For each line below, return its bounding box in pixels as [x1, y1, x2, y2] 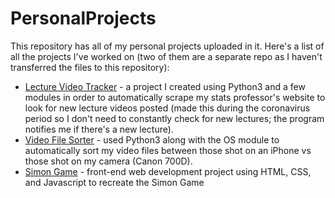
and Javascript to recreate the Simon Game [24, 176, 205, 188]
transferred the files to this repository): [10, 61, 170, 73]
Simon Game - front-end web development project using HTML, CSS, [24, 165, 312, 177]
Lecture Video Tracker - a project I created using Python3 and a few [24, 80, 306, 92]
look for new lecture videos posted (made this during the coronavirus [24, 102, 311, 114]
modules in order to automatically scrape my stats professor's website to [24, 91, 326, 103]
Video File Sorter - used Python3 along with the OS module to [24, 133, 280, 146]
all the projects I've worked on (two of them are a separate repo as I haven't [10, 50, 323, 62]
